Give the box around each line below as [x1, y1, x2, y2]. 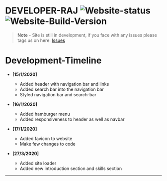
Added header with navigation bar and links [19, 81, 109, 87]
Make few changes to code [19, 141, 76, 147]
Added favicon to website [19, 135, 73, 142]
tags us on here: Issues [17, 37, 66, 43]
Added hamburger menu [19, 111, 71, 117]
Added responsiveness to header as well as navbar [19, 116, 125, 122]
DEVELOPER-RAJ [5, 5, 79, 16]
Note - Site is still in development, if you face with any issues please [17, 32, 158, 38]
